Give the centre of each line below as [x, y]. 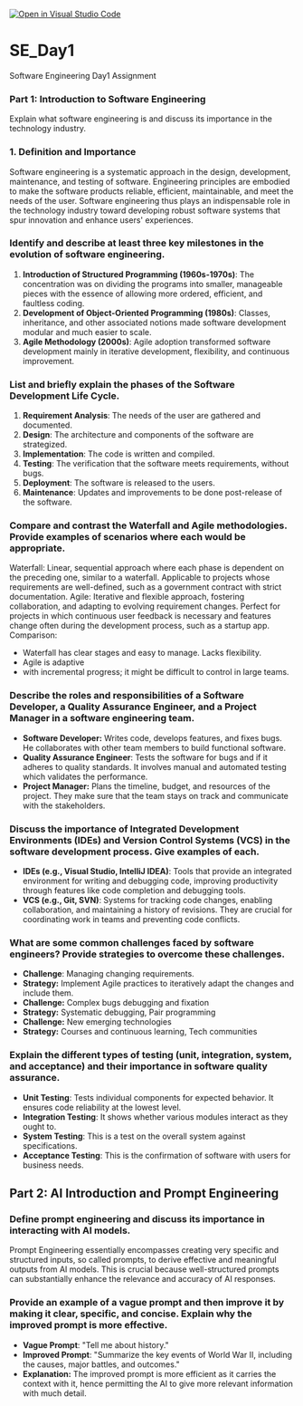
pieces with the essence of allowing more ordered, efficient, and [142, 294]
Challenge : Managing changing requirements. [108, 974]
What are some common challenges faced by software [132, 942]
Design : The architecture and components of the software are [138, 435]
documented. [47, 425]
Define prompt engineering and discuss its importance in [137, 1218]
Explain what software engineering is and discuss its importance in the [141, 119]
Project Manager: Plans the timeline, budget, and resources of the [147, 786]
